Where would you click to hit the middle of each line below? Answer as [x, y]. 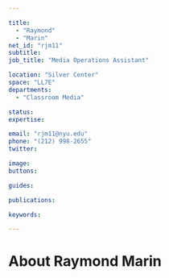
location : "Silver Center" [54, 75]
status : [21, 112]
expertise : [27, 119]
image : [19, 164]
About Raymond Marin [85, 261]
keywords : [25, 214]
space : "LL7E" [32, 82]
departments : [30, 89]
